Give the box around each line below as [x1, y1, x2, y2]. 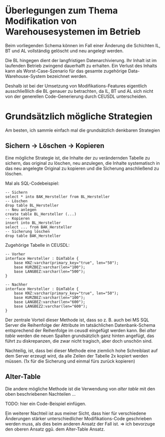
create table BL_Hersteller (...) [5, 212, 77, 217]
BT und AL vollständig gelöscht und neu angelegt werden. [5, 48, 124, 54]
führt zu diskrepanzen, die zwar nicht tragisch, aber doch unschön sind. [5, 338, 153, 344]
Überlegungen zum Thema [5, 5, 118, 16]
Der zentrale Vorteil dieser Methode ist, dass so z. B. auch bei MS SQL [5, 317, 150, 323]
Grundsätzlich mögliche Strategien [5, 111, 153, 122]
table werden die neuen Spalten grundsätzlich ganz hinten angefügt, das [5, 333, 155, 339]
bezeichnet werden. [47, 73, 88, 79]
